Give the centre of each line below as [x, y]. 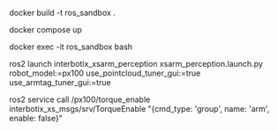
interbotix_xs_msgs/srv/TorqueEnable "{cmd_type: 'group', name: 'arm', [139, 109]
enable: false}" [36, 118]
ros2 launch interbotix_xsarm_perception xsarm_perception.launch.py [136, 64]
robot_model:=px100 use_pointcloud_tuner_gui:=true [105, 73]
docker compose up [45, 29]
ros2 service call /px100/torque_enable [80, 99]
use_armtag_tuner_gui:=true [60, 82]
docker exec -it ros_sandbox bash [71, 47]
